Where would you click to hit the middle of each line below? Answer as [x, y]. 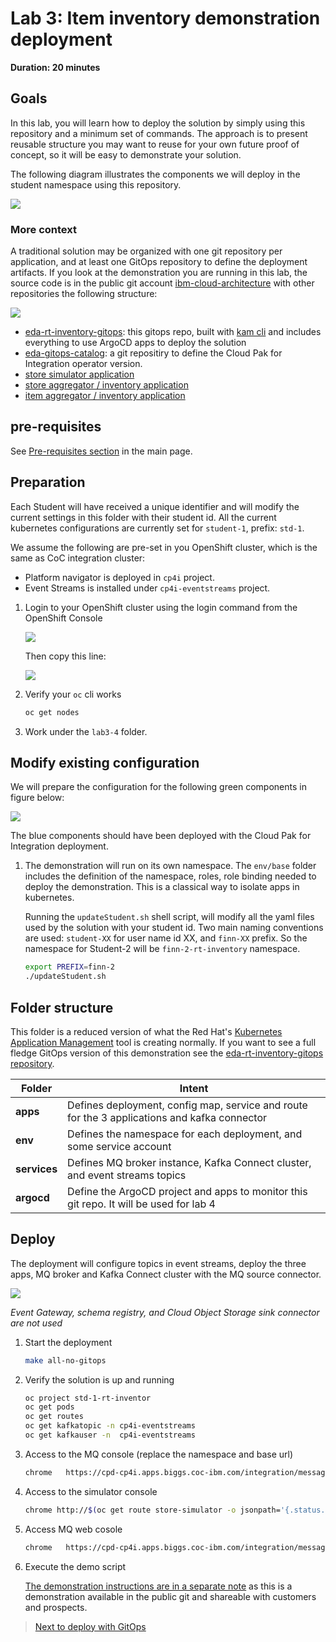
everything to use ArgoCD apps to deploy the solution [135, 343]
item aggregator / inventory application [105, 396]
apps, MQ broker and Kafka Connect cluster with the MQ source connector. [166, 1274]
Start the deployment [68, 1342]
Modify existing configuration [105, 762]
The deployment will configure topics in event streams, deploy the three [158, 1263]
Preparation [48, 482]
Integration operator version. [83, 364]
